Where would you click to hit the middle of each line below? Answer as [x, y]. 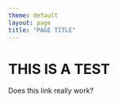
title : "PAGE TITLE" [42, 30]
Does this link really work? [51, 90]
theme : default [33, 15]
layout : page [30, 23]
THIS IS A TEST [59, 69]
